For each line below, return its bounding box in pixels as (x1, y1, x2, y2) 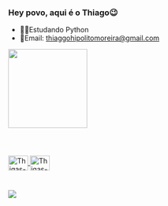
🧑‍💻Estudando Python (19, 25, 89, 35)
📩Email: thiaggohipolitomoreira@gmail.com (19, 33, 160, 43)
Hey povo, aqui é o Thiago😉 (8, 7, 118, 18)
